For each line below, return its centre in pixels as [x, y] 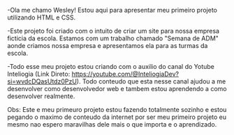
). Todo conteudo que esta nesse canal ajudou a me [151, 81]
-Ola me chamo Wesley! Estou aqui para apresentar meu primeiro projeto [112, 10]
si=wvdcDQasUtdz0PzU [42, 81]
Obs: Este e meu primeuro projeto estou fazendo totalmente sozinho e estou [117, 110]
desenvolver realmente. [41, 96]
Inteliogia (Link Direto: [39, 74]
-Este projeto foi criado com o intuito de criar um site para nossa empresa [114, 31]
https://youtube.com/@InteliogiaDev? [125, 74]
